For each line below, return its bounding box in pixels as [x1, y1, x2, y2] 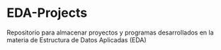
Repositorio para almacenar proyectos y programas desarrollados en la [6, 28, 214, 37]
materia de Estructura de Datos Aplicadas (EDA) [6, 35, 147, 44]
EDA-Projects [6, 5, 88, 21]
